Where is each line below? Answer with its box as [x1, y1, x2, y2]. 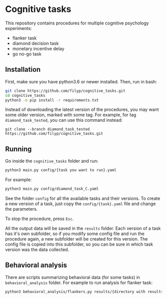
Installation [5, 65, 41, 74]
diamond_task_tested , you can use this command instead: [5, 117, 123, 123]
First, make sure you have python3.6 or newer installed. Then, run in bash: [5, 78, 158, 84]
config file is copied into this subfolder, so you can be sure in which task [5, 241, 153, 247]
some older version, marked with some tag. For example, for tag [5, 112, 137, 118]
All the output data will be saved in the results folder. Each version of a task [5, 225, 161, 231]
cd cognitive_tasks [5, 93, 46, 98]
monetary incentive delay [12, 45, 65, 51]
